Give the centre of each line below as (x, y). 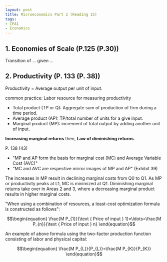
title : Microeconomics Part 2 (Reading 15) (51, 14)
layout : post (19, 10)
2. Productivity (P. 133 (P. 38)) (53, 76)
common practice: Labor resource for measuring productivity (68, 98)
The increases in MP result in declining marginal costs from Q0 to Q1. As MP (83, 178)
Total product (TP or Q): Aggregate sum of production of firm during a (84, 107)
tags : (11, 19)
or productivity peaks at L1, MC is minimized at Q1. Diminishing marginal (79, 183)
